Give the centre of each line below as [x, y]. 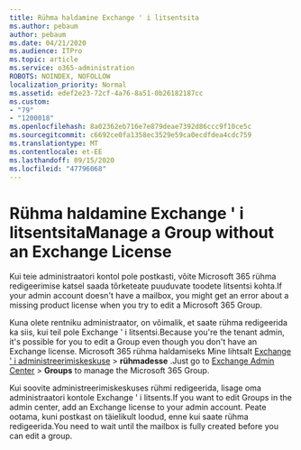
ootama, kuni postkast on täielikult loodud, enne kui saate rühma [129, 417]
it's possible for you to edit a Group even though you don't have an [133, 342]
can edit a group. [41, 436]
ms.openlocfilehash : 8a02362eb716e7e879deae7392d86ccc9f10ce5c [131, 127]
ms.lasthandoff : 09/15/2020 [62, 160]
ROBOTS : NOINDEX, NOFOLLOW [60, 77]
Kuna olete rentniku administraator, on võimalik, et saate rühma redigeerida [149, 323]
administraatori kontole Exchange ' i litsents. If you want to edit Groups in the [151, 398]
